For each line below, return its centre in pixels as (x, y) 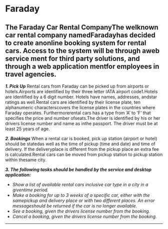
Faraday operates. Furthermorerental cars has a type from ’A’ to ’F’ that (78, 113)
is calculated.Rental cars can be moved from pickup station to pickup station (84, 154)
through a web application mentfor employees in (82, 66)
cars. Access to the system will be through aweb (82, 51)
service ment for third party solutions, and (72, 58)
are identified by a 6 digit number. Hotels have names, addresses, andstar (81, 97)
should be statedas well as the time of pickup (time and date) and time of (80, 144)
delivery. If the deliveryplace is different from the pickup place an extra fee (82, 149)
